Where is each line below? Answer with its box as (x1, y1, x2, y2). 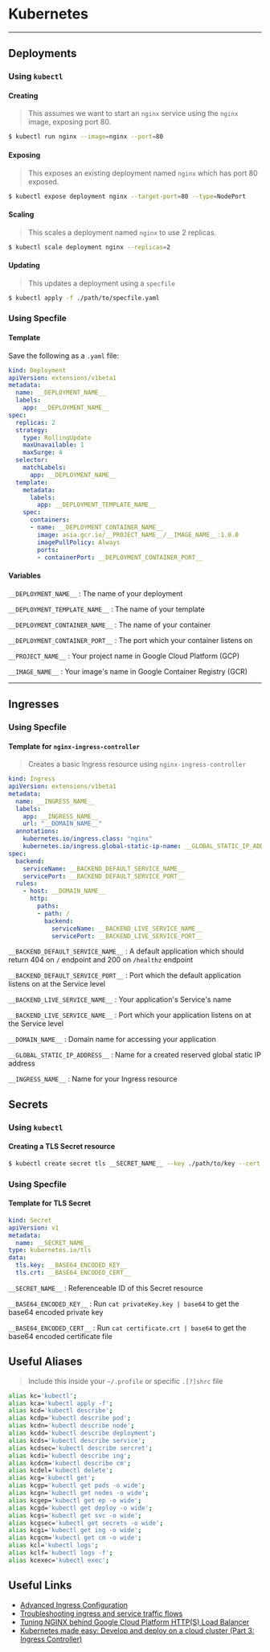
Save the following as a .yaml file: (8, 351, 119, 360)
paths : (37, 902, 59, 910)
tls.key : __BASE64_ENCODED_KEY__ (15, 1261, 128, 1270)
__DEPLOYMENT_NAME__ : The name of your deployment (8, 588, 183, 598)
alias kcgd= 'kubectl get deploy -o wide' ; (8, 1504, 153, 1512)
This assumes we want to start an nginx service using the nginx (27, 109, 239, 118)
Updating (8, 261, 40, 270)
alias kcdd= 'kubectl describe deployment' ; (8, 1429, 157, 1437)
